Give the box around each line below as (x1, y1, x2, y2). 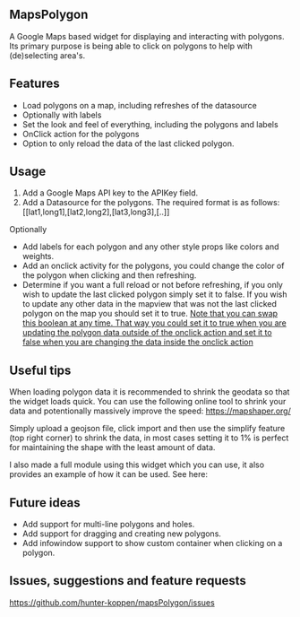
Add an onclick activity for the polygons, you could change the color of (21, 260, 285, 272)
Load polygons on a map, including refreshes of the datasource (21, 100, 257, 110)
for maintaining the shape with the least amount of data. (9, 442, 216, 453)
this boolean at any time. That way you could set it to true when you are (21, 317, 287, 328)
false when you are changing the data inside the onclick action (21, 336, 253, 348)
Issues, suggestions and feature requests (9, 573, 246, 588)
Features (9, 76, 60, 91)
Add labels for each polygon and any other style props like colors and (21, 241, 279, 252)
